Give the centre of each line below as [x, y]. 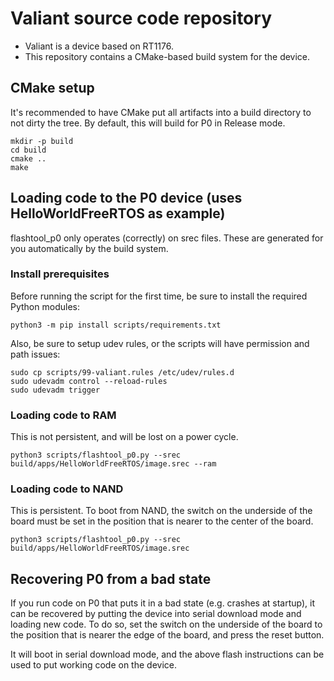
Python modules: [45, 306]
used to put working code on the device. [93, 665]
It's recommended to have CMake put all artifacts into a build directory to [161, 112]
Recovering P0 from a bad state [111, 578]
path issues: [35, 354]
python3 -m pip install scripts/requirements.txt [116, 325]
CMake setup [52, 88]
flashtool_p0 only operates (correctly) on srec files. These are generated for [167, 238]
